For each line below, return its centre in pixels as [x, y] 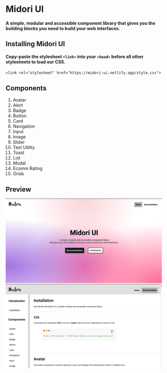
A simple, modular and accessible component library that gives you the [81, 23]
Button [20, 116]
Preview [19, 189]
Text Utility [24, 148]
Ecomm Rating [28, 168]
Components [26, 88]
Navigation [24, 126]
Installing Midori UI [35, 44]
